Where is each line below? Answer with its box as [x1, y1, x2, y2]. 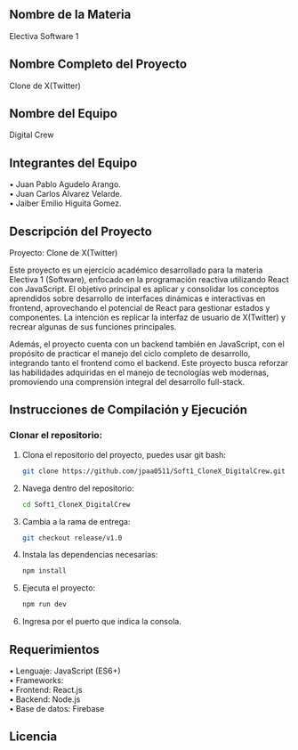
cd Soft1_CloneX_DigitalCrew [21, 500, 131, 509]
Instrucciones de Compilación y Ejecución [9, 403, 247, 418]
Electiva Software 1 [9, 30, 79, 41]
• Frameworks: [9, 674, 64, 685]
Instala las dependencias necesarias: [21, 550, 158, 560]
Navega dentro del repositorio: [21, 483, 135, 493]
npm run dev [21, 600, 67, 609]
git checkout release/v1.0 [21, 534, 123, 542]
